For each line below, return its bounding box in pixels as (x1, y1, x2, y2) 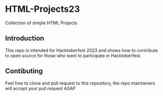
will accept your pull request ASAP (5, 85, 76, 91)
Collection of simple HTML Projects (5, 20, 78, 26)
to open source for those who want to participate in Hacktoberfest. (5, 52, 142, 58)
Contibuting (5, 67, 43, 75)
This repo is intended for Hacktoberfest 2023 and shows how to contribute (5, 47, 158, 53)
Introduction (5, 34, 45, 43)
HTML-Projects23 (5, 3, 80, 15)
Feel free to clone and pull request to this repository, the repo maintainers (5, 80, 155, 86)
